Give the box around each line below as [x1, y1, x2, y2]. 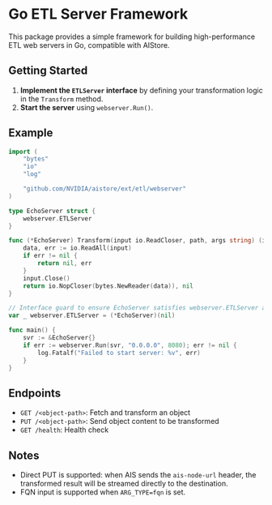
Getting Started [8, 64, 88, 78]
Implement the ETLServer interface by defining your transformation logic [19, 85, 263, 95]
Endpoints [8, 386, 62, 400]
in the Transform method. [19, 94, 104, 104]
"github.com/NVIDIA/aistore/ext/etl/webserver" [23, 185, 186, 193]
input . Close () [23, 274, 70, 282]
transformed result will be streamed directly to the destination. [19, 479, 228, 489]
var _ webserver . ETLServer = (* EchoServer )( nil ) [8, 311, 176, 320]
